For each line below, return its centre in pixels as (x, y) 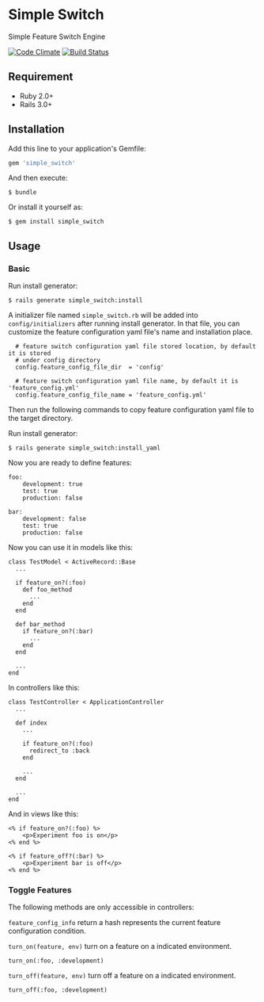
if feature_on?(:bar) (58, 632)
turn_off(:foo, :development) (58, 990)
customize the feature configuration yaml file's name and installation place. (130, 332)
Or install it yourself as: (45, 207)
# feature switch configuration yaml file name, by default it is (127, 381)
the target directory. (41, 419)
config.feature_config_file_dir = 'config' (90, 367)
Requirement (41, 77)
